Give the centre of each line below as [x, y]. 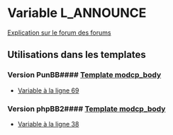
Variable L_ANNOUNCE [77, 13]
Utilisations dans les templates [77, 55]
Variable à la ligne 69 [48, 90]
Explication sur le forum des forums [59, 33]
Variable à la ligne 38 [48, 124]
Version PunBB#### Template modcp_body [84, 75]
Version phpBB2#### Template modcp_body [86, 109]
